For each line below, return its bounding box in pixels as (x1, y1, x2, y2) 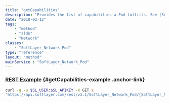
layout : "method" (5, 54, 42, 60)
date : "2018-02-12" (5, 17, 47, 22)
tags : (5, 21, 17, 27)
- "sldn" (14, 31, 33, 36)
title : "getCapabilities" (5, 7, 60, 13)
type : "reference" (5, 50, 44, 55)
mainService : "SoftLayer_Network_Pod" (5, 59, 90, 64)
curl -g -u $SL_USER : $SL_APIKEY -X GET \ (5, 87, 94, 93)
